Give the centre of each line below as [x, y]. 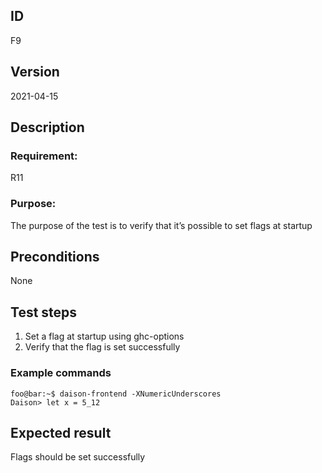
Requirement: [44, 156]
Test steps [44, 312]
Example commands [61, 373]
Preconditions [55, 257]
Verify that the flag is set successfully [102, 347]
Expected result [61, 432]
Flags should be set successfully [78, 457]
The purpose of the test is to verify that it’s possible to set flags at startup [161, 225]
